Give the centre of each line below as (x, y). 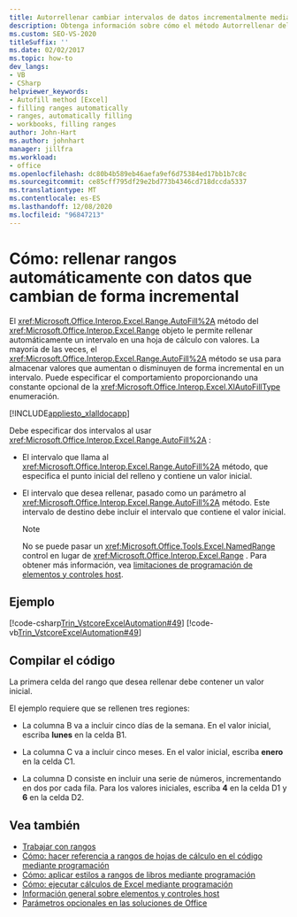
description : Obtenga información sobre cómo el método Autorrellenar (142, 26)
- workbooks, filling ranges (63, 125)
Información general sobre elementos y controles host (121, 894)
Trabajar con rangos (59, 847)
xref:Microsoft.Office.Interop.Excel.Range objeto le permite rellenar (131, 330)
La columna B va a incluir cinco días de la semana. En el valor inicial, (146, 726)
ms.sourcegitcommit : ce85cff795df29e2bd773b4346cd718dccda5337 (128, 182)
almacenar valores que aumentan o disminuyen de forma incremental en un (147, 367)
